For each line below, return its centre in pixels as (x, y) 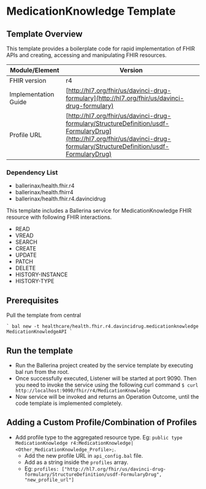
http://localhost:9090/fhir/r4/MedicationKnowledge (82, 390)
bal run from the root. (42, 371)
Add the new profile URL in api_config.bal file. (84, 455)
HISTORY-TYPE (35, 281)
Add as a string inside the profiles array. (76, 462)
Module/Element (35, 70)
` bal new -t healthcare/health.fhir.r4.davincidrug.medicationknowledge (103, 327)
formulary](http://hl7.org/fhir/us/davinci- (125, 98)
